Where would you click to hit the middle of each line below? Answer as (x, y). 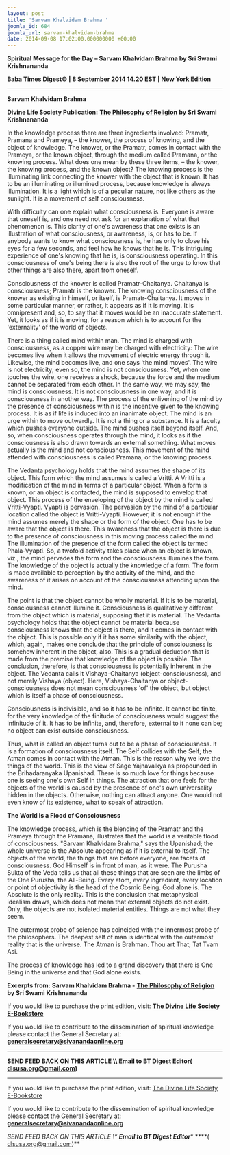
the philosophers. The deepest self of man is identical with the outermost (110, 937)
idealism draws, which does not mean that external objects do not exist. (108, 902)
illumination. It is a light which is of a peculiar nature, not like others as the (111, 191)
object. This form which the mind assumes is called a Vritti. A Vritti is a (106, 478)
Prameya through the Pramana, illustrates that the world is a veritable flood (113, 836)
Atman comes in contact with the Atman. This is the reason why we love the (114, 759)
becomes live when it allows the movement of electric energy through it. (109, 355)
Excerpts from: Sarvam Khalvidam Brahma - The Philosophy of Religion (111, 985)
